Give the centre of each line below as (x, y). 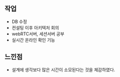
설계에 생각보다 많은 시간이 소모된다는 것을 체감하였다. (63, 70)
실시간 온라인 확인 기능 (33, 40)
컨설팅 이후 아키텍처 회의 (35, 27)
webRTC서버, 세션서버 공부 (38, 34)
